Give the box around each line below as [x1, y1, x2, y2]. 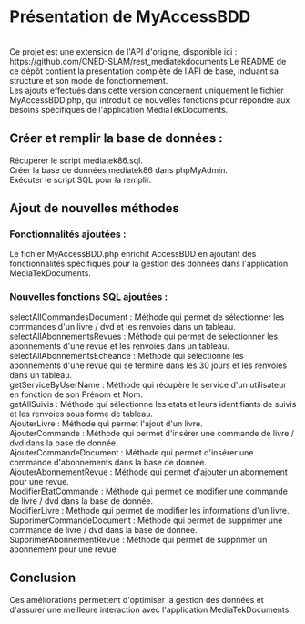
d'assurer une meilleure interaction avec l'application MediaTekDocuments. [9, 604, 291, 615]
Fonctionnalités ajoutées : [9, 228, 127, 240]
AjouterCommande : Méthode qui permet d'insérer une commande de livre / [9, 427, 294, 438]
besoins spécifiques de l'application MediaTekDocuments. [9, 104, 229, 115]
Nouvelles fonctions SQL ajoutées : [9, 291, 168, 303]
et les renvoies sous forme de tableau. [9, 408, 153, 419]
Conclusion [9, 570, 76, 586]
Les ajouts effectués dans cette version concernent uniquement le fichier [9, 85, 284, 96]
